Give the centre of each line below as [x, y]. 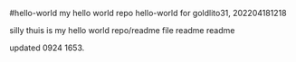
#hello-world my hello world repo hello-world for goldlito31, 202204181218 [148, 13]
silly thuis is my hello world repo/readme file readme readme [122, 30]
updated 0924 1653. [47, 48]
